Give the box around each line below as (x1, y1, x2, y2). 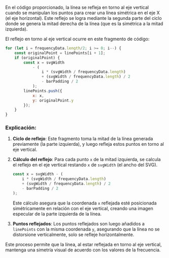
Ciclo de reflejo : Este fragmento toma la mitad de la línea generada (12, 136, 153, 142)
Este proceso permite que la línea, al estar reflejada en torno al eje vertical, (5, 241, 162, 247)
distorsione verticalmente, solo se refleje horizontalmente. (12, 231, 134, 238)
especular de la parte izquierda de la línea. (12, 211, 102, 217)
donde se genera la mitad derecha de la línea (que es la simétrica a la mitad (5, 20, 163, 27)
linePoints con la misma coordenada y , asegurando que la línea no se (12, 226, 160, 232)
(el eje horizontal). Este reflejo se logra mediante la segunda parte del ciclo (5, 15, 162, 21)
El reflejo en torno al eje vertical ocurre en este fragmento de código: (5, 36, 150, 42)
